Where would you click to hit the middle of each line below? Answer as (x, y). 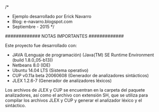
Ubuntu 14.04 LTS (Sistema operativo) (50, 70)
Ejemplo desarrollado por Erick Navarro (52, 16)
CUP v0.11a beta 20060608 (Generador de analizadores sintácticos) (80, 75)
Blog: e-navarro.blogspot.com (42, 22)
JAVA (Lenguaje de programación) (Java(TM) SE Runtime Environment (83, 55)
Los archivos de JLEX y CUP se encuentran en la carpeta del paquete (75, 90)
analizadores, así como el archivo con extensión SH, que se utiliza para (77, 95)
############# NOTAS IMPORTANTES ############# (65, 36)
